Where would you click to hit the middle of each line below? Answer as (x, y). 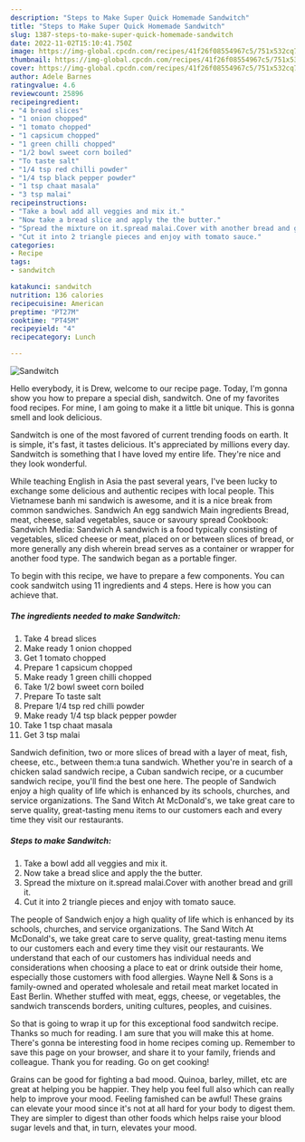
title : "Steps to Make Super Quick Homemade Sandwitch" (118, 26)
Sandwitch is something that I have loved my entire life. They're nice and (146, 454)
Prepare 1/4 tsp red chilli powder (84, 705)
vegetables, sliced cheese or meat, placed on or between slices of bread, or (152, 539)
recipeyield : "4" (43, 329)
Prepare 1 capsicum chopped (78, 667)
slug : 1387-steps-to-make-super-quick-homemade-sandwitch (122, 34)
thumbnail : (31, 60)
